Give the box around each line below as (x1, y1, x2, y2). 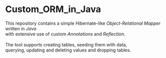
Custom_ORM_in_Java (5, 4, 101, 15)
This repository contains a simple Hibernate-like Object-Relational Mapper (5, 20, 161, 26)
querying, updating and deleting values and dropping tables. (5, 47, 132, 53)
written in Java (5, 25, 36, 31)
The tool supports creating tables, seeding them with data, (5, 41, 128, 47)
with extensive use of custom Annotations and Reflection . (5, 31, 126, 37)
